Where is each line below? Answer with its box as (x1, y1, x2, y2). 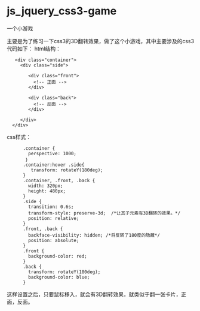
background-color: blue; (28, 274, 90, 280)
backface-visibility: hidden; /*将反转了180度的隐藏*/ (28, 232, 161, 238)
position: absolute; (28, 237, 79, 243)
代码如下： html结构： (7, 45, 61, 52)
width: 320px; (28, 183, 63, 189)
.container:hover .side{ (22, 162, 85, 168)
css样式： (7, 133, 32, 140)
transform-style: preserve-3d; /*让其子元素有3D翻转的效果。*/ (28, 210, 181, 216)
